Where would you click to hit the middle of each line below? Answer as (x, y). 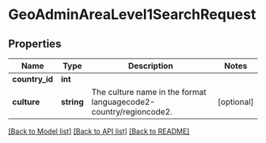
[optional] (236, 102)
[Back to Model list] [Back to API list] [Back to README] (99, 131)
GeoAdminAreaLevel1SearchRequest (132, 15)
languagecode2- (123, 102)
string (72, 102)
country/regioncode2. (132, 112)
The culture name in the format (149, 92)
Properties (35, 44)
